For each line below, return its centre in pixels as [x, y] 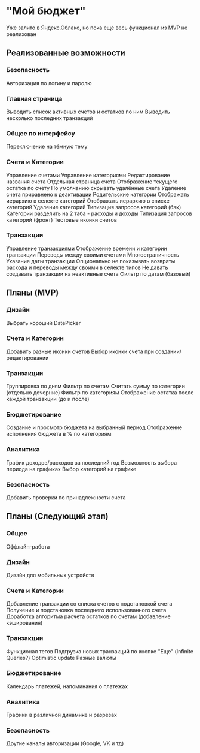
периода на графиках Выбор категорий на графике [71, 469]
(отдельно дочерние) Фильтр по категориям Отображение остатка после [100, 393]
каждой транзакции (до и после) [48, 399]
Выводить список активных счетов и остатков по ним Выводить [88, 112]
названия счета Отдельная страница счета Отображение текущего [92, 182]
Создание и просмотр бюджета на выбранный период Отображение [94, 427]
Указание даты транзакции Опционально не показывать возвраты [91, 261]
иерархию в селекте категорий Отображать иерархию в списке [88, 201]
